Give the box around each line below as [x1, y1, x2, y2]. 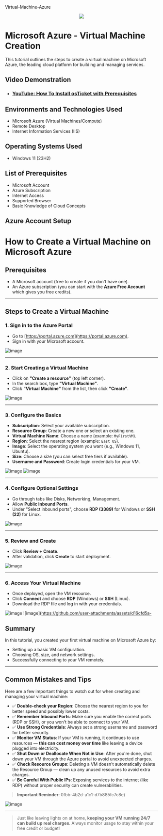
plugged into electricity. [12, 745, 60, 751]
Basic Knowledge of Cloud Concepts [12, 203, 86, 209]
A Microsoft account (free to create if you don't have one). [12, 279, 129, 285]
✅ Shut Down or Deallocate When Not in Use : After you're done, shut [12, 750, 152, 756]
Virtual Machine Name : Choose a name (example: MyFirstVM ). [12, 433, 137, 439]
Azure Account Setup [5, 217, 72, 225]
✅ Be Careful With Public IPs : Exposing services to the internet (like [12, 777, 149, 783]
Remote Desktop [12, 123, 46, 129]
